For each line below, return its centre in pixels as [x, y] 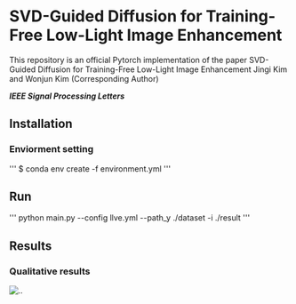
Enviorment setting [52, 149]
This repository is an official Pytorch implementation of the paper [128, 60]
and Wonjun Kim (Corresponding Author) [84, 78]
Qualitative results [50, 271]
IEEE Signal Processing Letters [67, 96]
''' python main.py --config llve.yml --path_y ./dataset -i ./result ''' [130, 218]
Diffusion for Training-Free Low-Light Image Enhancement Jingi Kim [163, 69]
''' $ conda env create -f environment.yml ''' [90, 168]
